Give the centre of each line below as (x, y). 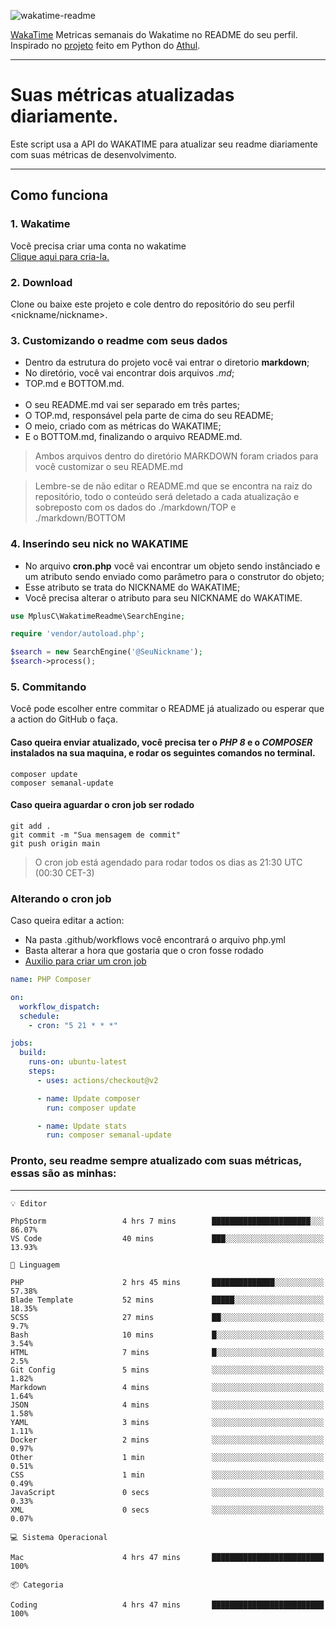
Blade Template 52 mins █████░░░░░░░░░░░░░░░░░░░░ (167, 1300)
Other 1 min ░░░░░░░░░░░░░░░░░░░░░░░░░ (167, 1457)
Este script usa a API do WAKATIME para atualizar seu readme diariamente (164, 144)
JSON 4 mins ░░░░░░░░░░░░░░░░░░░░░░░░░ (167, 1405)
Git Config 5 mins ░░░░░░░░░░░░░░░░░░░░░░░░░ (167, 1370)
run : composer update (91, 1108)
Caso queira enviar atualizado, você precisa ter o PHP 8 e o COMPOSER (161, 742)
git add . (31, 826)
